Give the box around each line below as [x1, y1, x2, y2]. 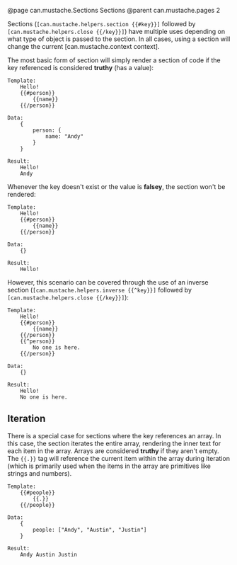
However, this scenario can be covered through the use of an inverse [7, 278, 209, 286]
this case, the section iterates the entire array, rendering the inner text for [7, 439, 221, 447]
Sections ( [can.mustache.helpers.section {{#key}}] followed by [7, 20, 196, 28]
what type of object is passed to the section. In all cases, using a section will [7, 35, 231, 43]
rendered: [7, 190, 37, 198]
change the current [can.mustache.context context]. [7, 42, 160, 50]
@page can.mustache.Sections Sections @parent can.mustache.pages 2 [7, 6, 221, 14]
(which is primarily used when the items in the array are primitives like [7, 462, 211, 470]
